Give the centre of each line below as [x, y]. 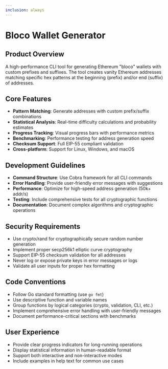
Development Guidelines [45, 165]
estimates [23, 127]
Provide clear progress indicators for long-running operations [77, 344]
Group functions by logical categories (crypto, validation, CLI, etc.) [83, 305]
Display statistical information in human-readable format [72, 350]
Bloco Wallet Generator [55, 35]
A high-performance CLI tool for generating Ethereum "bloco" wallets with [83, 67]
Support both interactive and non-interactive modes [67, 355]
